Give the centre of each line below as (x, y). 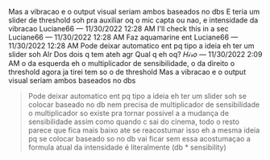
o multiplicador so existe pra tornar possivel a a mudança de (129, 113)
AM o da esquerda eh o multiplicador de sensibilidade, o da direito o (122, 63)
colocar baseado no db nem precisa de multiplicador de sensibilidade (144, 105)
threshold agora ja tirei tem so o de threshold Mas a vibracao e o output (127, 72)
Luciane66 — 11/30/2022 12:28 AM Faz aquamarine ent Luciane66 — (123, 37)
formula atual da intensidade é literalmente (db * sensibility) (127, 147)
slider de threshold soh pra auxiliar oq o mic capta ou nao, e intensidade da (133, 20)
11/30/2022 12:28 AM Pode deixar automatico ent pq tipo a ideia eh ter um (131, 46)
